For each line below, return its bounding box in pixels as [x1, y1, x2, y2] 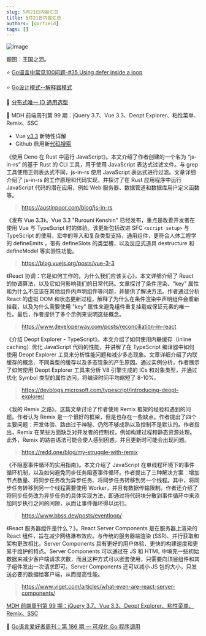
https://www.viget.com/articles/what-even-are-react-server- [21, 583, 176, 591]
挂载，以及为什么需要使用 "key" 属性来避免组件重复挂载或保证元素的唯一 [6, 303, 190, 310]
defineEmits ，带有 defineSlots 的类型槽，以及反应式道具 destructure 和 [13, 240, 194, 247]
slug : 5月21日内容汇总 [6, 9, 59, 15]
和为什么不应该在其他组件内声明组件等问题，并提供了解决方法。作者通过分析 [6, 288, 200, 295]
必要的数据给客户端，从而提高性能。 [11, 571, 103, 578]
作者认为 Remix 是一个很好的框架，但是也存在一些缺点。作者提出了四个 [17, 413, 197, 421]
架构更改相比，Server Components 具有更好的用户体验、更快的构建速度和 [6, 540, 193, 548]
